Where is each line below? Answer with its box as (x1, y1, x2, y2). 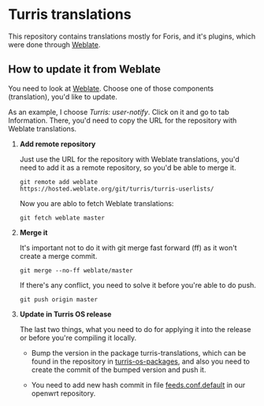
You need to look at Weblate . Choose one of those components (8, 83, 214, 93)
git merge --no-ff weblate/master (19, 266, 133, 275)
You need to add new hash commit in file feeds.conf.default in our (31, 380, 246, 389)
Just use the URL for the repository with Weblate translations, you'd (19, 154, 240, 164)
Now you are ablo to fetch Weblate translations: (19, 198, 174, 208)
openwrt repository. (31, 388, 96, 398)
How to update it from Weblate (8, 63, 162, 76)
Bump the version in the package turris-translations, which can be (31, 348, 247, 357)
